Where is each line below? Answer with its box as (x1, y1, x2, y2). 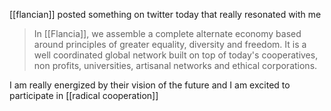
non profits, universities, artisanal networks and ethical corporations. (33, 60, 318, 71)
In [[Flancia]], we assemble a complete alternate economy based (33, 28, 302, 39)
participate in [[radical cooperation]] (9, 90, 159, 101)
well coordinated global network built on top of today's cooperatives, (33, 49, 319, 61)
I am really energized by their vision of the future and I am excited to (9, 79, 291, 91)
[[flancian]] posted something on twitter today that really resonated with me (9, 9, 322, 20)
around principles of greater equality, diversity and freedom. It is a (33, 39, 307, 50)
